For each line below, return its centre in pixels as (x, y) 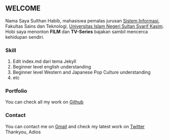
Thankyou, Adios (23, 132)
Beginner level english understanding (52, 67)
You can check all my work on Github (44, 102)
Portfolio (16, 91)
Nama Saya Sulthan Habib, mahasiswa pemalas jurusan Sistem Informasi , (82, 20)
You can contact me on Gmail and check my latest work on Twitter (75, 126)
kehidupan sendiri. (25, 37)
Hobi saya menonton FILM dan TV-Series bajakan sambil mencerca (77, 31)
